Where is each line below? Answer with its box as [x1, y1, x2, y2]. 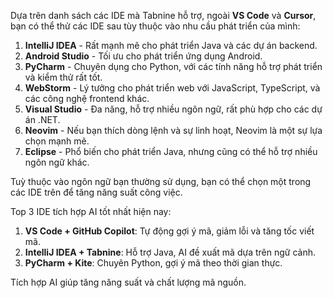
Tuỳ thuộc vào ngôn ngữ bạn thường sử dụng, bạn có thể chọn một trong [10, 176, 312, 187]
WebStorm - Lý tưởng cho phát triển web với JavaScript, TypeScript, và [24, 82, 321, 94]
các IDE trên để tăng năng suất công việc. [10, 186, 183, 198]
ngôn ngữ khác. [24, 156, 90, 168]
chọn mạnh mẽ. [24, 135, 90, 147]
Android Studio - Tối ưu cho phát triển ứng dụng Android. [24, 50, 263, 62]
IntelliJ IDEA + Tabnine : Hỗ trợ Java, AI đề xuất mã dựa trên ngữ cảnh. [24, 246, 316, 258]
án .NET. [24, 114, 61, 125]
